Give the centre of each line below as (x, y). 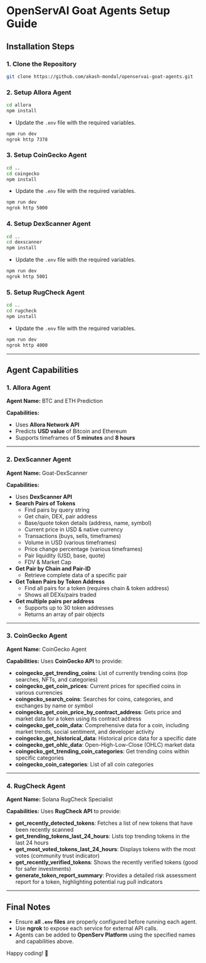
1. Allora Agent (29, 388)
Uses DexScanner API (44, 497)
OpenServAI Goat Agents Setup (88, 11)
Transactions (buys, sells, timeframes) (73, 536)
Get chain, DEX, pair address (61, 516)
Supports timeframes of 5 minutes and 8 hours (75, 438)
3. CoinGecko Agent (37, 636)
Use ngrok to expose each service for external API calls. (86, 928)
